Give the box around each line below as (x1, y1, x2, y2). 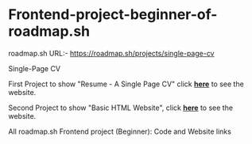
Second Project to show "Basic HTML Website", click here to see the (8, 103, 233, 112)
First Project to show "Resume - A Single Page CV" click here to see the (8, 79, 244, 89)
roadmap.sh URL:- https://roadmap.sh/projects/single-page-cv (8, 48, 215, 58)
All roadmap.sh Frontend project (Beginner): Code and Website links (8, 127, 232, 136)
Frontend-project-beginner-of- (8, 6, 218, 24)
